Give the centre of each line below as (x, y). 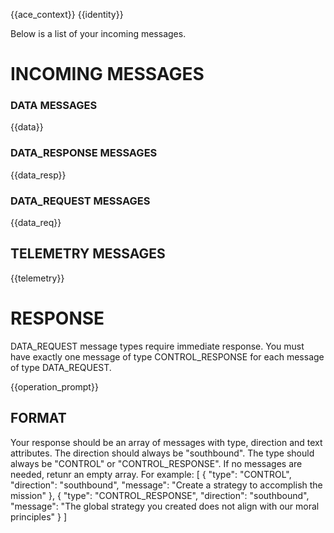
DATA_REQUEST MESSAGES (80, 201)
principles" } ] (39, 516)
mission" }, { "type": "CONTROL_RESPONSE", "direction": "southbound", (160, 495)
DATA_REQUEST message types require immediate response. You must (157, 346)
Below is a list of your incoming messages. (98, 33)
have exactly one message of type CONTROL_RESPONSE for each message (167, 356)
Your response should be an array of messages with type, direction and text (166, 442)
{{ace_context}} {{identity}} (67, 14)
